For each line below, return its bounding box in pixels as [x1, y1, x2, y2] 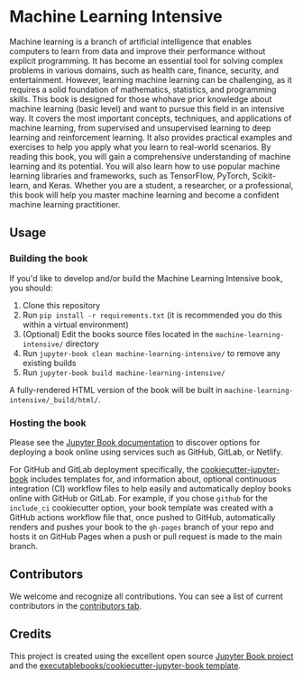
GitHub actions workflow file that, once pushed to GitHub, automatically [9, 511, 276, 522]
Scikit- [252, 170, 277, 181]
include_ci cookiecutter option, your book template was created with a [9, 502, 273, 513]
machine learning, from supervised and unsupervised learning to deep [9, 122, 271, 133]
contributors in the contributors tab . [9, 600, 142, 611]
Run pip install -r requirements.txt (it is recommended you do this [22, 309, 282, 320]
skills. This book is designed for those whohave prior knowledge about [9, 93, 272, 105]
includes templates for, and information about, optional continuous [30, 473, 277, 484]
